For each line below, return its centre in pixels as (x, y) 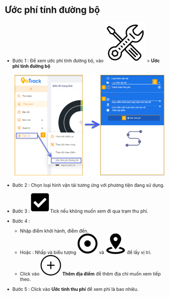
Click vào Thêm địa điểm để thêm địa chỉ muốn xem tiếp (90, 274)
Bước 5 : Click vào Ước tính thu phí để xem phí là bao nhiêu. (75, 289)
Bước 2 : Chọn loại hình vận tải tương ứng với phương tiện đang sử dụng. (88, 185)
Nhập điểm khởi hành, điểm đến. (54, 231)
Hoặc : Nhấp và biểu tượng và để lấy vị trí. (86, 252)
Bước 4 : (21, 221)
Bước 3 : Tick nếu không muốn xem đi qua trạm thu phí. (80, 211)
